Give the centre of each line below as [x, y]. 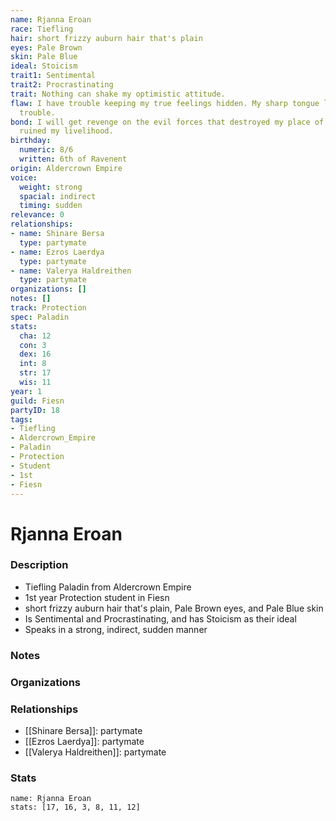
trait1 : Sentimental [53, 76]
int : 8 [33, 364]
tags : [21, 419]
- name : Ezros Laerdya [57, 252]
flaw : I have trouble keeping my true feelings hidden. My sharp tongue [165, 103]
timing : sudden [51, 206]
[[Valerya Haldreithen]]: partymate [95, 752]
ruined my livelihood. [66, 131]
